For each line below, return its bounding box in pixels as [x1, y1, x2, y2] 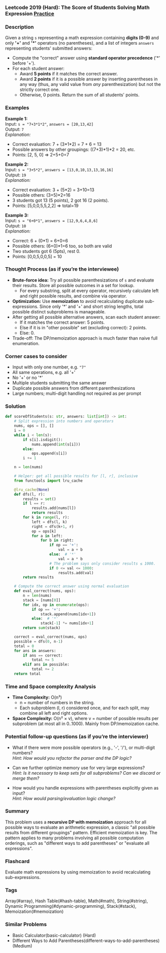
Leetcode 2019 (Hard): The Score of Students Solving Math [5, 4, 150, 11]
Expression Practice [5, 10, 54, 17]
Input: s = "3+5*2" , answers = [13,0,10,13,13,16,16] [5, 166, 114, 172]
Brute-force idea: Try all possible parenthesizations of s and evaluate [12, 277, 154, 283]
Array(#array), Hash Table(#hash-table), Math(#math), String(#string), [5, 898, 148, 904]
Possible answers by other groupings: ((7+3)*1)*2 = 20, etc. [12, 146, 136, 152]
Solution [5, 403, 26, 410]
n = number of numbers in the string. [19, 700, 95, 706]
